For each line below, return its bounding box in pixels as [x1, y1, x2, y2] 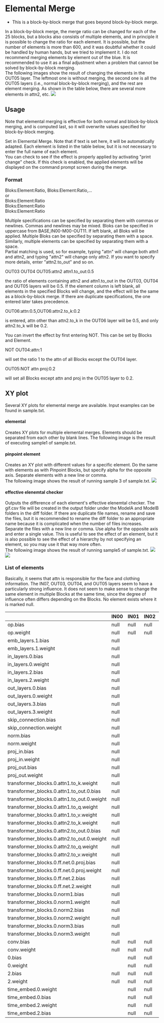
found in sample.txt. [5, 407, 45, 413]
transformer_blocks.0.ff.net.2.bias [7, 875, 85, 882]
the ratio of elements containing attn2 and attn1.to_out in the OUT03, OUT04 [5, 278, 159, 284]
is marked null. [5, 601, 35, 607]
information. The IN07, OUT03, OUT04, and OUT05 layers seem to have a [5, 581, 153, 586]
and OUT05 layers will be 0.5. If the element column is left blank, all [5, 283, 141, 289]
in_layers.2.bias [7, 669, 43, 676]
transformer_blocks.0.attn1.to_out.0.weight [7, 796, 107, 802]
